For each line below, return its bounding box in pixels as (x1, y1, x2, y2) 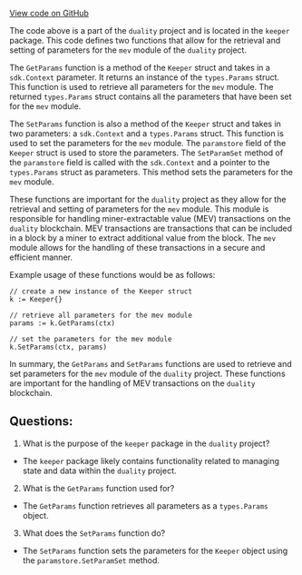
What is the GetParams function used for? (22, 482, 175, 493)
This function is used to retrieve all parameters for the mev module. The (9, 82, 274, 92)
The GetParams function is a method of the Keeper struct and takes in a (9, 63, 270, 73)
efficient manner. (9, 252, 73, 263)
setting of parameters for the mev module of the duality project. (9, 45, 248, 55)
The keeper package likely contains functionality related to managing (22, 455, 279, 466)
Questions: (9, 413, 73, 430)
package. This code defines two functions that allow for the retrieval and (9, 35, 281, 45)
